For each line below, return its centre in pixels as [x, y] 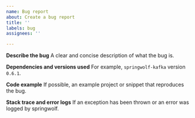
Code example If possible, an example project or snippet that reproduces [95, 85]
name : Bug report [27, 12]
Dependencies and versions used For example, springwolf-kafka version [96, 67]
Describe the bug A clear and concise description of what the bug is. [90, 55]
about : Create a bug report [41, 17]
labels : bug [21, 28]
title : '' [18, 22]
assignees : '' [24, 34]
